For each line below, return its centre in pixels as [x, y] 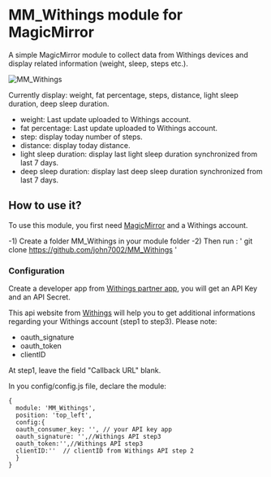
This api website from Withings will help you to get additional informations [132, 313]
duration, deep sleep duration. [59, 103]
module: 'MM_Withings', [56, 409]
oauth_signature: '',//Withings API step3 [88, 437]
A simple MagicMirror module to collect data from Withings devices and [129, 55]
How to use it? [45, 206]
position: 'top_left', [54, 416]
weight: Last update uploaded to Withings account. [105, 119]
